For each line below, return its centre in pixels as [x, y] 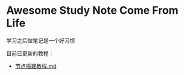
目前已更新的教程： [30, 53]
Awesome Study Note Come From [93, 10]
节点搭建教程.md [36, 66]
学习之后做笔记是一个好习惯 [41, 40]
